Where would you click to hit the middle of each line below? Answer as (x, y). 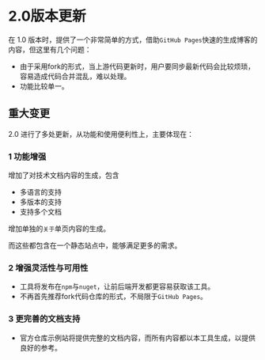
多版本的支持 (40, 202)
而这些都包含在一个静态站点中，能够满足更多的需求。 (95, 245)
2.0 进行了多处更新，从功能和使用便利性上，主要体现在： (101, 134)
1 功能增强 (27, 157)
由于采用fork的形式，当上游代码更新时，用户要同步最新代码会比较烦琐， (137, 66)
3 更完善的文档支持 (44, 319)
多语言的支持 (40, 192)
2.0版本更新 (47, 16)
